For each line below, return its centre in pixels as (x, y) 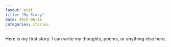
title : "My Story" (25, 15)
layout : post (19, 10)
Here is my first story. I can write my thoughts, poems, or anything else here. (86, 39)
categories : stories (27, 24)
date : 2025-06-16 (24, 19)
